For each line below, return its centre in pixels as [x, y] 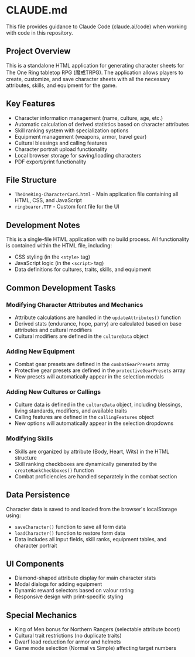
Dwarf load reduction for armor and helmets [68, 642]
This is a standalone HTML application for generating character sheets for [95, 65]
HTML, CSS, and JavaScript [48, 200]
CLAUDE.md [37, 10]
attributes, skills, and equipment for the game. [61, 85]
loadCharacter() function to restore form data [70, 533]
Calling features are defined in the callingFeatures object [84, 417]
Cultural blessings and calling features [61, 143]
